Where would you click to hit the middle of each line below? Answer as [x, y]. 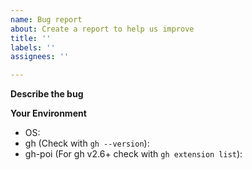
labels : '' [33, 47]
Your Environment [48, 113]
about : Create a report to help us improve [102, 29]
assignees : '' [40, 57]
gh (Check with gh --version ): [87, 143]
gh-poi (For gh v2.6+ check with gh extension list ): [133, 154]
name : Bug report [46, 19]
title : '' [31, 38]
